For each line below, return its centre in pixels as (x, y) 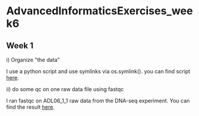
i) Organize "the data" (33, 60)
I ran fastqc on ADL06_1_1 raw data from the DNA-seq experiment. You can (98, 101)
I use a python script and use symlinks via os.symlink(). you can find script (98, 71)
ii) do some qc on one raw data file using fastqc (65, 89)
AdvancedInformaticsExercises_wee (99, 11)
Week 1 (20, 46)
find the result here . (31, 107)
